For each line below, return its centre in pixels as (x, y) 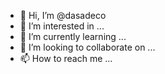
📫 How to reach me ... (66, 58)
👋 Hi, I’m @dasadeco (63, 15)
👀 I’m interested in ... (62, 26)
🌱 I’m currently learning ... (73, 36)
